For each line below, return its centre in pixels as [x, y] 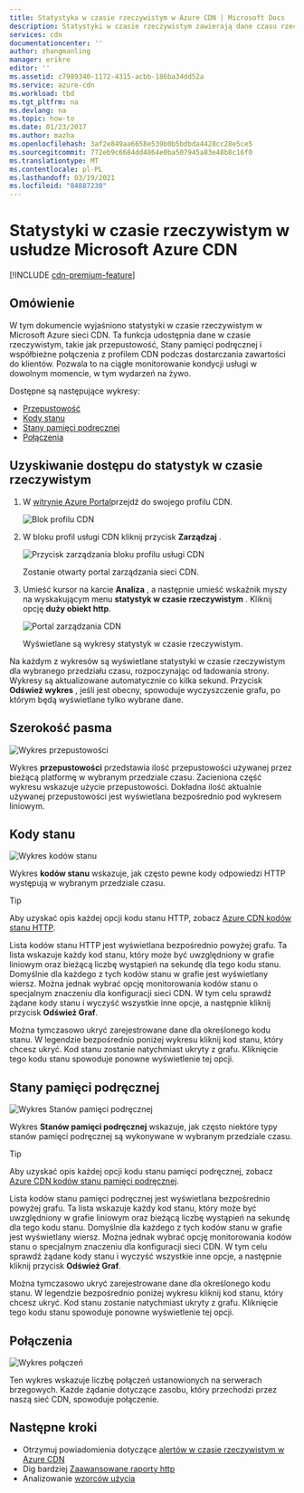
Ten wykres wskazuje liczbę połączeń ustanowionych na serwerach [136, 1380]
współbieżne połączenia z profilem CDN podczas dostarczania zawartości [148, 354]
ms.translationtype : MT [54, 161]
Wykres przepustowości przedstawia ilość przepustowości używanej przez [151, 767]
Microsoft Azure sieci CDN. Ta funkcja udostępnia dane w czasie [130, 335]
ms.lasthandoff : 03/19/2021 [62, 177]
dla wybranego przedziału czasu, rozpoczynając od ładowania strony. [139, 670]
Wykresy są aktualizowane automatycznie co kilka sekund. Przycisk [136, 680]
